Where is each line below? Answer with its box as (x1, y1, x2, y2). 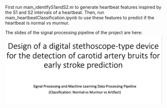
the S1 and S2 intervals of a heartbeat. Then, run (5, 9, 104, 15)
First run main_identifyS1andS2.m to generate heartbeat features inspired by (5, 4, 162, 10)
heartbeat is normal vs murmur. (5, 20, 70, 26)
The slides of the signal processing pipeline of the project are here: (5, 30, 143, 35)
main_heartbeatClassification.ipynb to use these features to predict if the (5, 15, 155, 20)
